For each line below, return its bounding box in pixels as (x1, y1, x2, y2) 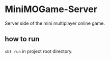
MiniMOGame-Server (5, 4, 98, 15)
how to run (5, 35, 40, 43)
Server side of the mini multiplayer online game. (5, 20, 105, 26)
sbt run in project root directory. (5, 48, 73, 54)
